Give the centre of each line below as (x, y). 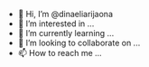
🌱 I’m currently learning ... (66, 33)
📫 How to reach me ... (60, 53)
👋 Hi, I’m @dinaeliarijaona (65, 14)
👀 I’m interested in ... (56, 24)
